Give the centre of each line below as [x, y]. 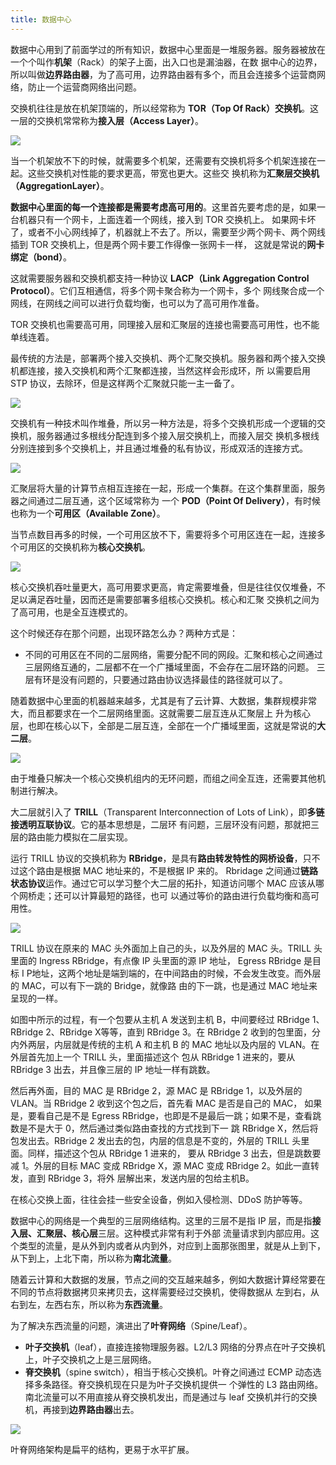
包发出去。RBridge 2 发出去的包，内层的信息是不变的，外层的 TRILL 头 [156, 1140]
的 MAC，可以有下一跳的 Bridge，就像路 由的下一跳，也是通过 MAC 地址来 [164, 985]
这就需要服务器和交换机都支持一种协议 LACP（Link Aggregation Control [160, 278]
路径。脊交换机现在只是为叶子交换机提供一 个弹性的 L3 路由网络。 [187, 1384]
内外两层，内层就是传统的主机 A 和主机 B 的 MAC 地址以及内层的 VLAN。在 [165, 1044]
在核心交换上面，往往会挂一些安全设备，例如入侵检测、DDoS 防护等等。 [159, 1199]
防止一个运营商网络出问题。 [84, 87]
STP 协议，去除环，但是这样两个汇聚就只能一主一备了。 [125, 383]
